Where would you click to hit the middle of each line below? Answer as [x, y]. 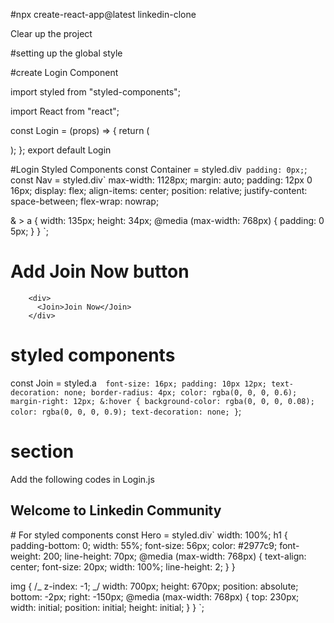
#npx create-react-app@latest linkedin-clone [103, 14]
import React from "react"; [65, 111]
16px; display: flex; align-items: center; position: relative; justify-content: [159, 190]
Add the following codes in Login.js [82, 479]
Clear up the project [51, 33]
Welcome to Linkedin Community [116, 510]
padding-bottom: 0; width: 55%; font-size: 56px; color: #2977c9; [144, 545]
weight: [26, 556]
